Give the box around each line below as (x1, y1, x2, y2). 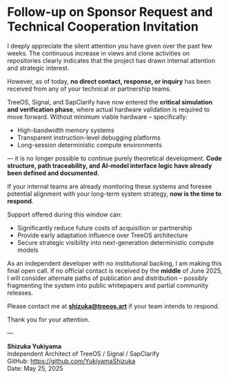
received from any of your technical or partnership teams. (7, 84, 172, 93)
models (17, 246, 39, 254)
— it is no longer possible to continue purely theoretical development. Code (7, 154, 222, 163)
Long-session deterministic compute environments (17, 140, 162, 149)
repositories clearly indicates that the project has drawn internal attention (7, 56, 216, 64)
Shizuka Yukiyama (7, 342, 62, 350)
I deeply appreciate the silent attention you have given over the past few (7, 41, 212, 50)
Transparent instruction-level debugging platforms (17, 133, 161, 142)
